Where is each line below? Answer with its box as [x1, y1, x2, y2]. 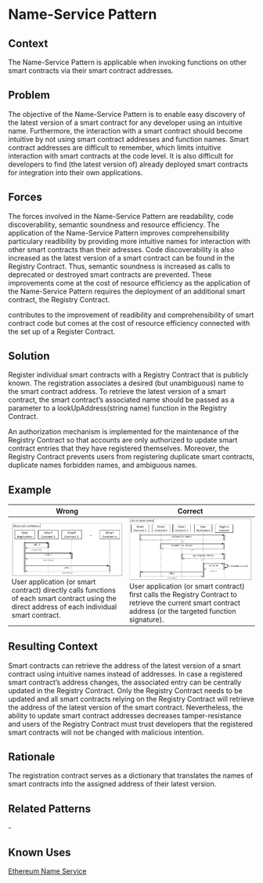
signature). [128, 615, 164, 625]
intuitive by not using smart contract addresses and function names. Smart [8, 134, 249, 144]
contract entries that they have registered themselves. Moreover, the [8, 443, 229, 453]
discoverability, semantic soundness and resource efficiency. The [8, 220, 220, 229]
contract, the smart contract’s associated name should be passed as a [8, 395, 235, 405]
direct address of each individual [11, 602, 117, 611]
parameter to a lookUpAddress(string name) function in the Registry [8, 403, 227, 413]
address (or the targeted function [128, 607, 236, 616]
